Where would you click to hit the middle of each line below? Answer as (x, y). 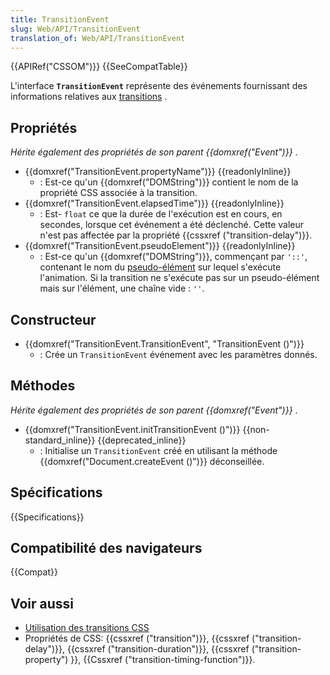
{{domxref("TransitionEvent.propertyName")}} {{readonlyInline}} (158, 172)
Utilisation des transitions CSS (87, 628)
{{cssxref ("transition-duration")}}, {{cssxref (158, 649)
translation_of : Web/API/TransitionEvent (98, 38)
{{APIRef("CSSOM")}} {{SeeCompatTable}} (99, 67)
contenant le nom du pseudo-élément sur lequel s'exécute (160, 267)
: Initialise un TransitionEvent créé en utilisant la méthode (158, 450)
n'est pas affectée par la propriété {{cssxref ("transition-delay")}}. (176, 235)
